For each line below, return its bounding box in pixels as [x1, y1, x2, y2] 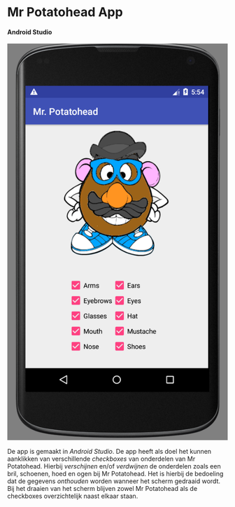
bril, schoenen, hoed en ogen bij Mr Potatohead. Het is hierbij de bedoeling [7, 469, 224, 478]
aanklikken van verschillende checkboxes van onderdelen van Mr [7, 454, 196, 463]
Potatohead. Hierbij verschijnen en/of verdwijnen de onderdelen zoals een [7, 461, 222, 470]
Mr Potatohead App [7, 4, 124, 20]
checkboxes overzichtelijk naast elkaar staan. [7, 492, 138, 500]
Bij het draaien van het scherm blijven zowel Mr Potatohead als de [7, 484, 198, 492]
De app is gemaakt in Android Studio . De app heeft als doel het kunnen [7, 447, 212, 455]
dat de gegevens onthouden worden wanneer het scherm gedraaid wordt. [7, 477, 220, 485]
